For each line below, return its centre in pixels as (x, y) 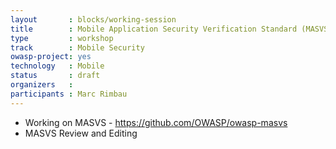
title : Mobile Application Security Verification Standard (154, 29)
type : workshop (62, 38)
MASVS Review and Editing (81, 133)
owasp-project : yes (51, 57)
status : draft (55, 76)
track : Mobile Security (77, 47)
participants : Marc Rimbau (69, 94)
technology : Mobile (57, 66)
